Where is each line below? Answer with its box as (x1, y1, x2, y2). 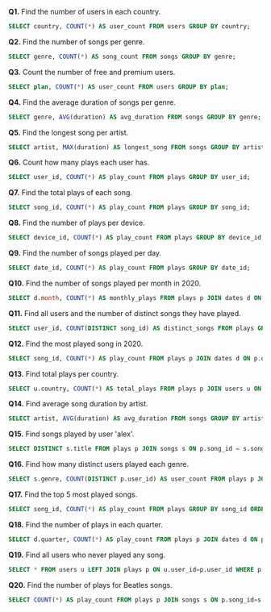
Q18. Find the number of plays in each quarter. (8, 519, 164, 529)
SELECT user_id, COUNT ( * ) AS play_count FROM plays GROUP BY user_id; (8, 173, 251, 181)
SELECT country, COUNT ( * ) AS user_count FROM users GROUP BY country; (8, 23, 251, 31)
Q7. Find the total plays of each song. (8, 188, 133, 198)
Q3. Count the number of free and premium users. (8, 67, 176, 77)
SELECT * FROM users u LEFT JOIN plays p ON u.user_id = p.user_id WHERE (8, 565, 254, 573)
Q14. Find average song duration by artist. (8, 399, 148, 409)
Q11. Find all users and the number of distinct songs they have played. (8, 308, 242, 318)
